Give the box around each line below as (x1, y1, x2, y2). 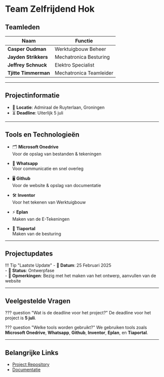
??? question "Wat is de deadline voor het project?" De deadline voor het (5, 310, 151, 316)
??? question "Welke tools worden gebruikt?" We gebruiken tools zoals (5, 325, 147, 330)
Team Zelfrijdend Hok (5, 3, 95, 15)
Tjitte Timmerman (7, 70, 50, 76)
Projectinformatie (5, 92, 60, 100)
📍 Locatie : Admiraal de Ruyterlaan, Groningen (12, 104, 105, 110)
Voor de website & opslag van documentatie (12, 182, 102, 188)
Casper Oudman (7, 46, 46, 52)
